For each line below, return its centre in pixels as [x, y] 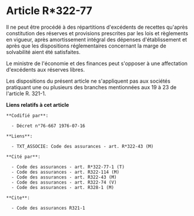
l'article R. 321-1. [26, 93]
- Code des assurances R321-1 [48, 208]
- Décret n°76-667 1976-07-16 [48, 126]
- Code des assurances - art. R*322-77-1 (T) [68, 167]
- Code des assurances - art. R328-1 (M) [63, 187]
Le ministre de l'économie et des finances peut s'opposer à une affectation [97, 63]
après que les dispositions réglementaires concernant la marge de [86, 46]
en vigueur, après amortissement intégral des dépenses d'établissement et [96, 39]
